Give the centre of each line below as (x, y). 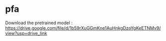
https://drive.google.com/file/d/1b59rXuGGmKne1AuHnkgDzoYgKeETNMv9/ (83, 28)
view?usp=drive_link (26, 33)
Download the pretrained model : (39, 23)
